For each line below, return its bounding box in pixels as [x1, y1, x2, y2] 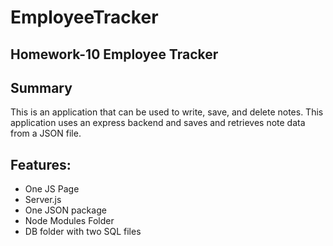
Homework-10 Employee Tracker [10, 46, 219, 63]
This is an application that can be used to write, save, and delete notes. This [10, 106, 324, 118]
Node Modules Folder [24, 215, 115, 227]
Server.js [24, 194, 62, 206]
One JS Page [24, 183, 80, 195]
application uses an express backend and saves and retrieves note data [10, 117, 306, 129]
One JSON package [24, 204, 107, 216]
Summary [10, 79, 73, 96]
